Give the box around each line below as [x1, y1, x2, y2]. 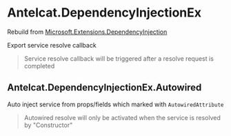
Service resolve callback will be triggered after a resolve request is [23, 54, 214, 63]
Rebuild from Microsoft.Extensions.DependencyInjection [7, 28, 168, 36]
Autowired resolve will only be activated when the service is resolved [23, 113, 221, 122]
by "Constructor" [23, 121, 73, 129]
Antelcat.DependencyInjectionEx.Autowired [7, 81, 202, 94]
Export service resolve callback [7, 41, 97, 49]
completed [23, 61, 55, 70]
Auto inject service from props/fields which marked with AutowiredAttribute [7, 100, 224, 108]
